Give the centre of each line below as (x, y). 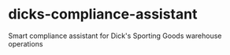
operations (26, 43)
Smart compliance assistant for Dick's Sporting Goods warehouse (115, 36)
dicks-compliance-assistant (103, 14)
